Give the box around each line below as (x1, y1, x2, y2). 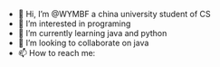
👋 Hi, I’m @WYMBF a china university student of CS (17, 9, 211, 19)
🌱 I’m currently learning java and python (17, 28, 167, 38)
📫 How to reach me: (17, 48, 96, 58)
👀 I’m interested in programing (17, 18, 131, 29)
